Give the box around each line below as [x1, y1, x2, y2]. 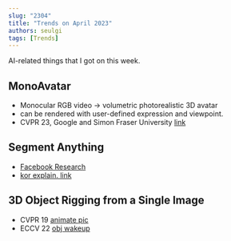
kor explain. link [19, 170, 72, 180]
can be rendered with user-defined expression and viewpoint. [19, 109, 224, 118]
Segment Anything [8, 141, 105, 155]
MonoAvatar [8, 79, 72, 93]
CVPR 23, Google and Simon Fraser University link [19, 118, 186, 127]
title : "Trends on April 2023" [8, 19, 113, 27]
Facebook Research [19, 162, 86, 171]
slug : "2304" [8, 11, 52, 20]
